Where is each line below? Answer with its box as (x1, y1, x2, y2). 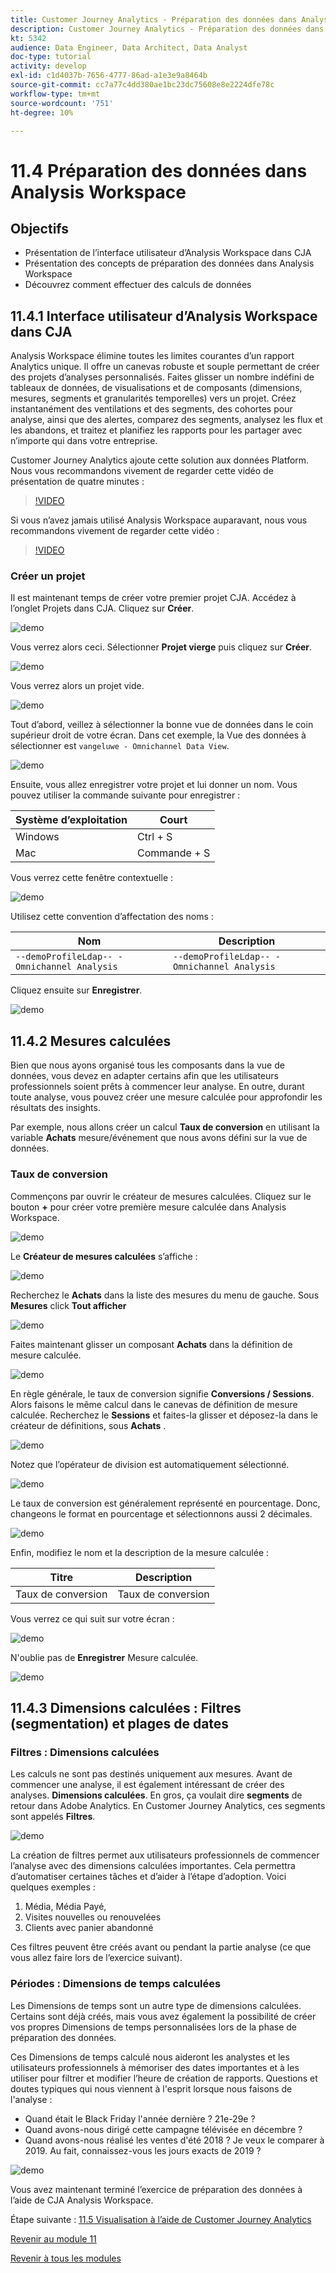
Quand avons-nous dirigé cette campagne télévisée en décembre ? (24, 2123, 303, 2135)
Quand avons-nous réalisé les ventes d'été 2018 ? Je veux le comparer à (24, 2134, 325, 2146)
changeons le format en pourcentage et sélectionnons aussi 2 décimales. (10, 1507, 313, 1520)
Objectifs (10, 220, 70, 237)
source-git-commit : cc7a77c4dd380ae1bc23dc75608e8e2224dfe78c (10, 80, 275, 90)
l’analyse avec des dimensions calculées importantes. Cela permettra (10, 1860, 296, 1872)
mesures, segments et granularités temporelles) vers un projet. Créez (10, 392, 297, 405)
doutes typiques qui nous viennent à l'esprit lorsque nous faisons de (10, 2082, 293, 2095)
